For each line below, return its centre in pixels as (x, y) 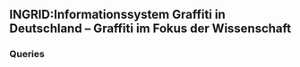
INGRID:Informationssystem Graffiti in (117, 15)
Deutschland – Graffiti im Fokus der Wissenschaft (150, 29)
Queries (27, 54)
